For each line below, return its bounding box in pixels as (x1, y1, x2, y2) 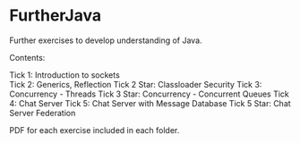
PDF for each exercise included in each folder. (9, 124, 180, 135)
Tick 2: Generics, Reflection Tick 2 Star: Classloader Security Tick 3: (9, 79, 262, 89)
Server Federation (9, 107, 76, 118)
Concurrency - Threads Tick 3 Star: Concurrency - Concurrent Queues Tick (9, 88, 289, 99)
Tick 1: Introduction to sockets (9, 69, 121, 80)
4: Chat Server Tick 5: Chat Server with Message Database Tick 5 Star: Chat (9, 97, 291, 108)
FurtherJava (9, 5, 102, 26)
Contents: (9, 52, 46, 63)
